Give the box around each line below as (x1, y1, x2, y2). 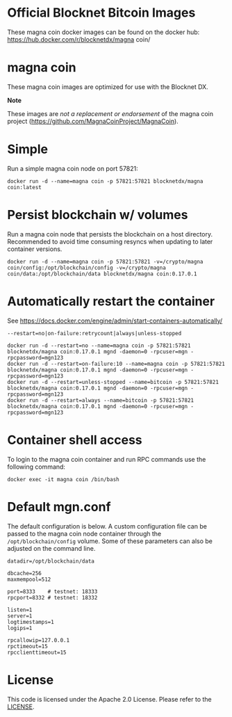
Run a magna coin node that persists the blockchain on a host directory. (7, 229, 213, 238)
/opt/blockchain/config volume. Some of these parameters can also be (7, 537, 213, 545)
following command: (7, 462, 66, 471)
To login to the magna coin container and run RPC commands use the (7, 455, 206, 463)
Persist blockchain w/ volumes (7, 207, 188, 223)
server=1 (7, 612, 33, 620)
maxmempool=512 (7, 576, 51, 583)
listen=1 (7, 606, 33, 613)
